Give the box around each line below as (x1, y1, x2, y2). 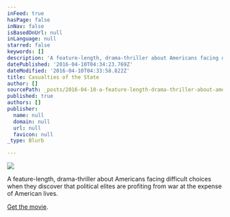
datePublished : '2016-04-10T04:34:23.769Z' (7, 61, 133, 68)
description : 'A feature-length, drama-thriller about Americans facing (7, 55, 219, 62)
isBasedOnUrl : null (7, 29, 63, 36)
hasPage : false (7, 16, 51, 23)
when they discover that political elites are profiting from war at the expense (7, 182, 222, 190)
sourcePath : (7, 86, 41, 93)
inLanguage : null (7, 36, 57, 42)
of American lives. (7, 190, 58, 198)
